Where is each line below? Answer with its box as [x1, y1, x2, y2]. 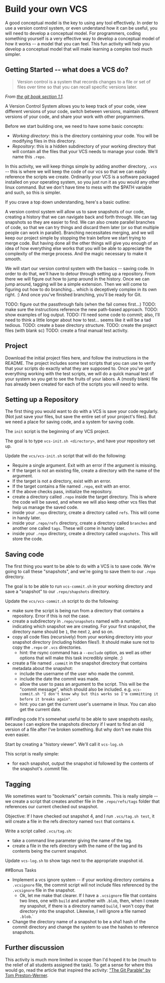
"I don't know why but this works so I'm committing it [41, 692, 159, 697]
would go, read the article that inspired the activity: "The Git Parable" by [5, 967, 151, 973]
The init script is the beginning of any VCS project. [5, 429, 110, 434]
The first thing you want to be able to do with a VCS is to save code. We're [5, 563, 156, 569]
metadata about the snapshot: [12, 666, 73, 671]
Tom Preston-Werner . [5, 972, 49, 978]
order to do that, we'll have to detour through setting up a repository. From [5, 271, 156, 276]
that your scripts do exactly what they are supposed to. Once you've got [5, 365, 151, 371]
